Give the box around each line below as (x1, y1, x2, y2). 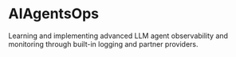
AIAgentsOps (8, 5, 100, 23)
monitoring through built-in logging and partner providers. (8, 39, 199, 48)
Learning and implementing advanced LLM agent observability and (8, 31, 229, 40)
